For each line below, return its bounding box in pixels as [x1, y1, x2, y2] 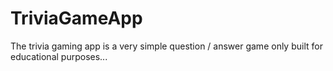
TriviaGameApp [10, 7, 143, 30]
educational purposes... [10, 50, 108, 62]
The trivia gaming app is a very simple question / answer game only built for [10, 40, 323, 52]
